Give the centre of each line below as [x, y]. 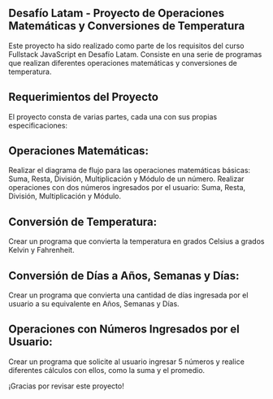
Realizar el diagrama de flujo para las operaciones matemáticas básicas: [129, 171]
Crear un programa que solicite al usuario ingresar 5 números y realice [127, 362]
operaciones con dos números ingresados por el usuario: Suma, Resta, [127, 188]
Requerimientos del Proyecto [83, 97]
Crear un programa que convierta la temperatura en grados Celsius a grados [136, 241]
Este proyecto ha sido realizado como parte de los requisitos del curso [127, 46]
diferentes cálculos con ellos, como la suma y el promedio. [107, 370]
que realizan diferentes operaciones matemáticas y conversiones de [123, 63]
